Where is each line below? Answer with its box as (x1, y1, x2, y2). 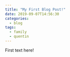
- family (9, 29, 27, 34)
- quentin (9, 34, 29, 39)
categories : (5, 16, 29, 21)
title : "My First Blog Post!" (5, 7, 66, 12)
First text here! (5, 47, 34, 53)
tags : (5, 25, 16, 30)
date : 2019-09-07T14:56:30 (5, 12, 59, 16)
